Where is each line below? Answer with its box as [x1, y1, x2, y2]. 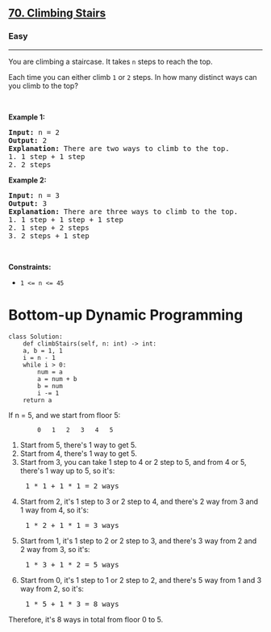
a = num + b [37, 375, 78, 383]
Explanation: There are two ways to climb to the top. [8, 144, 230, 153]
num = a [37, 367, 63, 376]
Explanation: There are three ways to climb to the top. [8, 207, 239, 216]
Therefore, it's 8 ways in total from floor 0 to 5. [8, 614, 164, 624]
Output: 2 [8, 136, 47, 144]
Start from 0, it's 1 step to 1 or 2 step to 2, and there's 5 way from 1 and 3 [19, 575, 262, 584]
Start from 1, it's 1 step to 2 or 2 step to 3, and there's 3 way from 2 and [19, 536, 257, 546]
